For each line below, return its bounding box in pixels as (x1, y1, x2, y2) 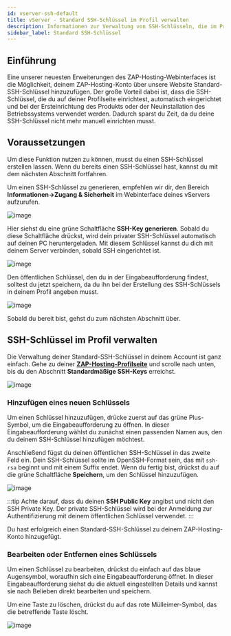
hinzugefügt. (25, 532, 62, 540)
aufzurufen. (7, 198, 41, 206)
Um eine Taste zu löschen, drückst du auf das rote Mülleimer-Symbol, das (7, 600, 217, 609)
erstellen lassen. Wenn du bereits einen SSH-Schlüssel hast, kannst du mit (7, 162, 218, 171)
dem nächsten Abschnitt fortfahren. (7, 169, 108, 178)
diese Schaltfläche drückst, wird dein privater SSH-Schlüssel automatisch (7, 231, 217, 240)
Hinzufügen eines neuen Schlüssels (7, 397, 131, 407)
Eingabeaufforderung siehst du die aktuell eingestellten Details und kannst (7, 580, 218, 589)
